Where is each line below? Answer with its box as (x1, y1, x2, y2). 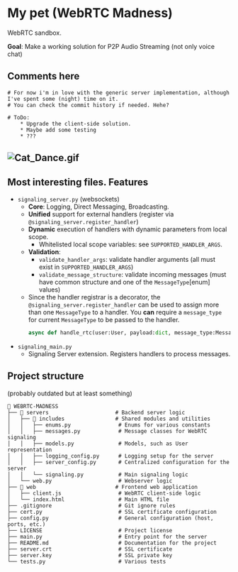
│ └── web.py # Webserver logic (7, 477, 173, 484)
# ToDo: (7, 114, 30, 121)
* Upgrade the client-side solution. (20, 120, 132, 127)
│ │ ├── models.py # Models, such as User (7, 440, 189, 447)
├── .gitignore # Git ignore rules (7, 502, 176, 509)
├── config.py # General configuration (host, (7, 515, 214, 522)
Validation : (28, 247, 62, 256)
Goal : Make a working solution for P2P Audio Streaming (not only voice (7, 42, 215, 50)
